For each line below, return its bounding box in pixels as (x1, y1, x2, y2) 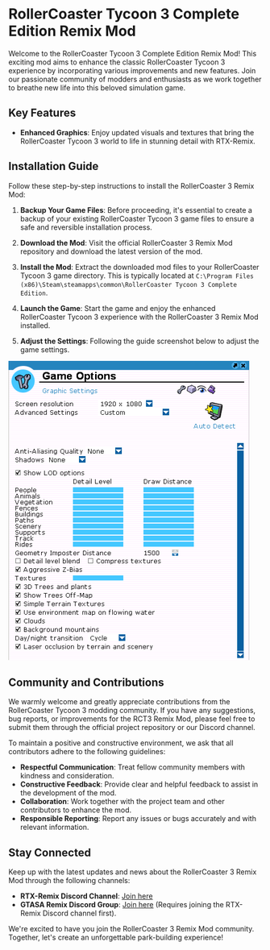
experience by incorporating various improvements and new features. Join (8, 65, 256, 75)
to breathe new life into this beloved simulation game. (8, 82, 186, 93)
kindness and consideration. (19, 771, 114, 781)
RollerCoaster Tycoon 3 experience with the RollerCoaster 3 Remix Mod (19, 312, 260, 322)
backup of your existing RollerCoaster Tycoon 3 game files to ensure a (19, 214, 255, 223)
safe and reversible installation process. (19, 222, 153, 232)
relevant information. (19, 823, 89, 832)
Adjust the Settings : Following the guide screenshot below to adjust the (19, 336, 260, 346)
